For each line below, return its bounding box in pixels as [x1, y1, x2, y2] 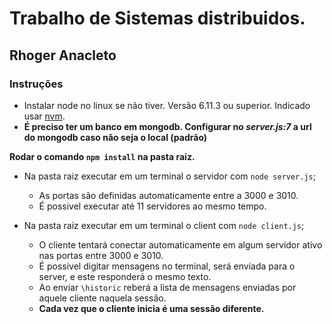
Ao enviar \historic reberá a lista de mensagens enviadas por [38, 281, 297, 293]
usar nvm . [23, 110, 66, 122]
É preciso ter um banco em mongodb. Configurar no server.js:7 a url [23, 120, 312, 132]
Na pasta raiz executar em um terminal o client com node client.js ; [23, 219, 305, 231]
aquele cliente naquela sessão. [38, 292, 167, 304]
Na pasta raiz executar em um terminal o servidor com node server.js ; [23, 170, 316, 182]
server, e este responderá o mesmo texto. [38, 270, 212, 282]
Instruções [9, 77, 64, 91]
